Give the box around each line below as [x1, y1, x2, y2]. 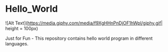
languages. [5, 40, 29, 46]
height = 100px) [5, 25, 38, 31]
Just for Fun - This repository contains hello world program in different [5, 35, 153, 41]
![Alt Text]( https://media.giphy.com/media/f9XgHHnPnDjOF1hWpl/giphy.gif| [5, 20, 163, 26]
